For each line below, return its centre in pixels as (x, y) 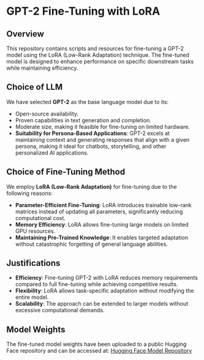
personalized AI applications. (52, 152)
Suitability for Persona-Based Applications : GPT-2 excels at (93, 133)
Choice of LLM (35, 87)
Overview (25, 34)
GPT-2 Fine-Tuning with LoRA (83, 11)
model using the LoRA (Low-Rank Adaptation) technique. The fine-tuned (98, 55)
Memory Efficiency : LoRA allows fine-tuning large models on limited (102, 224)
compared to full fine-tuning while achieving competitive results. (96, 284)
